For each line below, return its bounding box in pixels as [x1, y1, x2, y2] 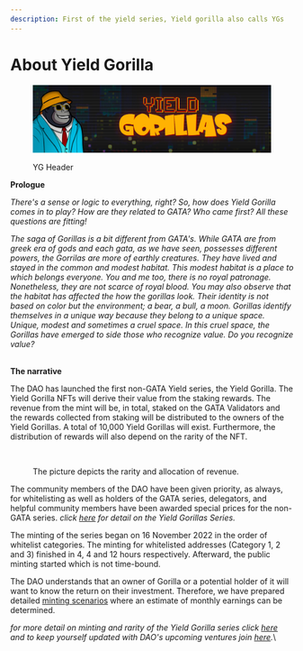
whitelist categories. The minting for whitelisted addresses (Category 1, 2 [10, 539, 281, 550]
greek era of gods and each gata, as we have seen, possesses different [10, 243, 278, 254]
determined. [10, 605, 56, 616]
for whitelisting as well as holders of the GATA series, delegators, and [10, 493, 268, 504]
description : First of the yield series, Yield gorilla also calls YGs [10, 14, 284, 23]
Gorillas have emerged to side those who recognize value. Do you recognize [10, 329, 294, 340]
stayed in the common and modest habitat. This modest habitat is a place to [10, 262, 294, 273]
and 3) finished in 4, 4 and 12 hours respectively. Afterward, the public [10, 549, 271, 560]
